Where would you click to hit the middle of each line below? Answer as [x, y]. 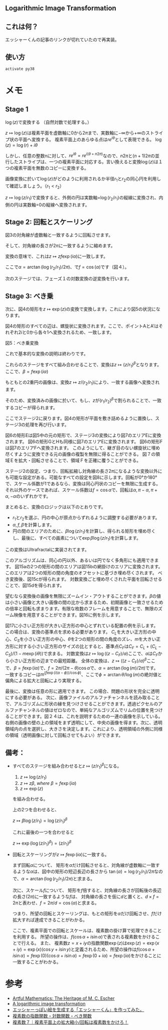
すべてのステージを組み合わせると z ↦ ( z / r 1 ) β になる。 [67, 766]
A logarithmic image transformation [49, 1003]
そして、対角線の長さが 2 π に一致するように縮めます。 [60, 246]
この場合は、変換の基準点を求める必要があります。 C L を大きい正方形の [78, 633]
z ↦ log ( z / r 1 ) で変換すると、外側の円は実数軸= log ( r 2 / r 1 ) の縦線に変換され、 [82, 198]
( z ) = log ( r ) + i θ [22, 145]
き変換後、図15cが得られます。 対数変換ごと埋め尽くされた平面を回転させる [84, 579]
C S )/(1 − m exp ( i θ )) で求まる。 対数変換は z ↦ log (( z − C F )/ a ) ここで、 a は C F [81, 654]
